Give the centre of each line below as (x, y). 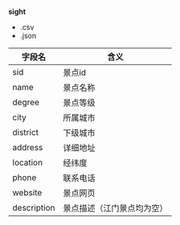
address (28, 147)
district (25, 132)
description (34, 208)
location (27, 162)
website (27, 192)
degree (26, 102)
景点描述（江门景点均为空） (115, 208)
